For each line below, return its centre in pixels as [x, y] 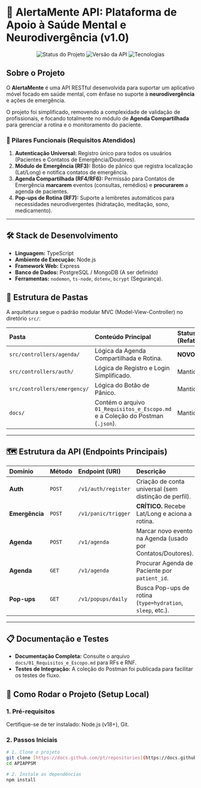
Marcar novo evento [164, 531]
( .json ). [106, 423]
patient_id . [152, 578]
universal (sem [157, 489]
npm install [21, 780]
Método [61, 472]
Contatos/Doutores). [165, 554]
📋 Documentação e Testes [57, 638]
